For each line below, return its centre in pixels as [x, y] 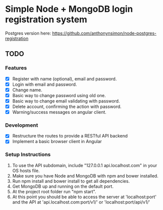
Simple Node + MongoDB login [69, 9]
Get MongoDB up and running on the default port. [63, 186]
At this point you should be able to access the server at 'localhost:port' [84, 197]
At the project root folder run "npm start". [54, 191]
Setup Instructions [28, 155]
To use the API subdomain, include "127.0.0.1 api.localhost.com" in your [84, 165]
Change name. [27, 90]
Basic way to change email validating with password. [66, 101]
